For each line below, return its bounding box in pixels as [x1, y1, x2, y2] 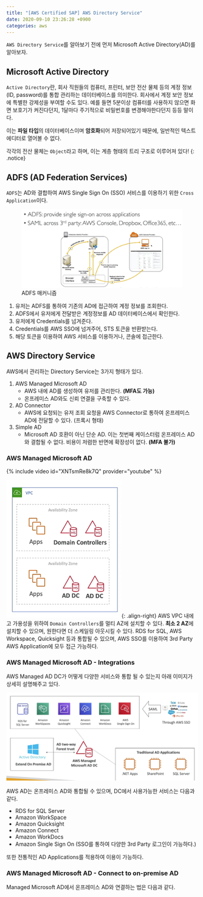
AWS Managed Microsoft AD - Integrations [6, 658, 135, 666]
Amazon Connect [15, 827, 59, 834]
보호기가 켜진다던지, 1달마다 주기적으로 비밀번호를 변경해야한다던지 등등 [12, 107, 182, 114]
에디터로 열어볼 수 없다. [6, 135, 62, 142]
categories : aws [6, 23, 47, 29]
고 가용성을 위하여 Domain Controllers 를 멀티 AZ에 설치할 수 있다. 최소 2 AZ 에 [6, 620, 194, 627]
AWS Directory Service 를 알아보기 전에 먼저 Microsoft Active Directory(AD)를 [6, 41, 196, 48]
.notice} [6, 154, 26, 162]
